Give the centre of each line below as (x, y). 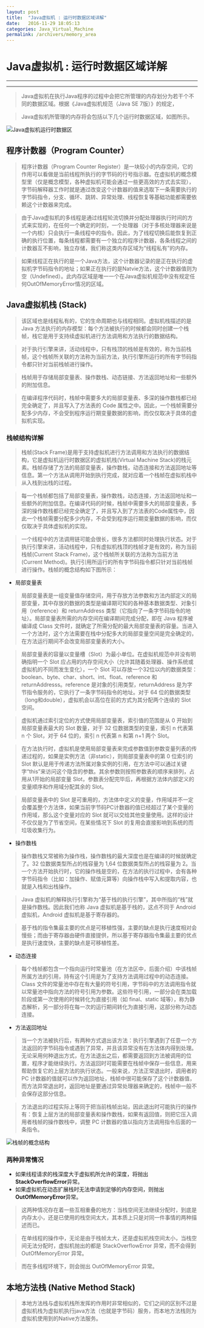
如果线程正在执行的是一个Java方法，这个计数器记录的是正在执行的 (104, 261)
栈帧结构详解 (25, 438)
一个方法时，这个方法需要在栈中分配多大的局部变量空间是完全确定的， (109, 633)
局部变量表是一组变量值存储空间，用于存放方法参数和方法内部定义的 (106, 595)
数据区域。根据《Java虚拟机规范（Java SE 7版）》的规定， (105, 104)
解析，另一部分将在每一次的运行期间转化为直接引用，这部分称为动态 (112, 1007)
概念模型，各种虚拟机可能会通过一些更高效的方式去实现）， (121, 182)
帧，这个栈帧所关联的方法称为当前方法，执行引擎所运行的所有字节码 (106, 357)
